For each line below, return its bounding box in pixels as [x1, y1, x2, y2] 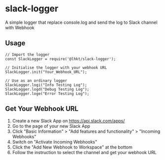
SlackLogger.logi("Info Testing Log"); [5, 82, 87, 87]
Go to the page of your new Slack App [12, 123, 90, 129]
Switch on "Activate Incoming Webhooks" [12, 139, 97, 145]
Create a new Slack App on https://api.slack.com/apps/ [12, 117, 125, 124]
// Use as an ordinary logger [5, 78, 68, 83]
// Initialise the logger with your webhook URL [5, 65, 107, 70]
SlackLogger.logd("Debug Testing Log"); [5, 87, 90, 92]
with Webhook [5, 24, 35, 30]
